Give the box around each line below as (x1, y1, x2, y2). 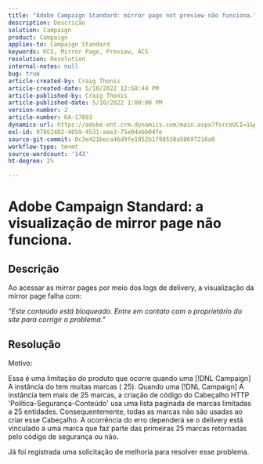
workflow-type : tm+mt (8, 143, 79, 150)
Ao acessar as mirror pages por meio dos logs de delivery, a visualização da (8, 283, 254, 292)
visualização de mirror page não (8, 215, 222, 232)
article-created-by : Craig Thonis (8, 77, 121, 85)
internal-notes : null (8, 63, 79, 71)
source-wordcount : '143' (8, 150, 89, 158)
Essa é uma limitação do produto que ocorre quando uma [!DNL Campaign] (8, 373, 251, 382)
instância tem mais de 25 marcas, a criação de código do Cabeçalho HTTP (8, 390, 250, 400)
